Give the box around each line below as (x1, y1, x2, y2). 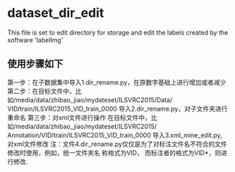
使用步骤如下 (7, 58, 64, 70)
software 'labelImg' (7, 35, 64, 44)
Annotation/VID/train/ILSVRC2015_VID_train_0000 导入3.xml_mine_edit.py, (7, 130, 222, 139)
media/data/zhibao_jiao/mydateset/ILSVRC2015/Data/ (16, 95, 173, 104)
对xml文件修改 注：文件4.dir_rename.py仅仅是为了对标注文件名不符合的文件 (7, 140, 227, 148)
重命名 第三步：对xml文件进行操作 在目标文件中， (7, 113, 152, 121)
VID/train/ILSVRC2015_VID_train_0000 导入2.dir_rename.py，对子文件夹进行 (7, 104, 228, 113)
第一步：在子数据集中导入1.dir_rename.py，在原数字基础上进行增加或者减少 (7, 78, 227, 86)
